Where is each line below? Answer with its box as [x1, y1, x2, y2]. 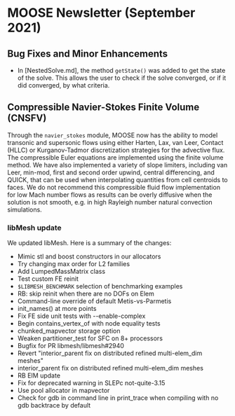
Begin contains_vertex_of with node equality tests [17, 319, 161, 328]
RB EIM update [17, 371, 61, 380]
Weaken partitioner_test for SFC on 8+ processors [17, 334, 163, 342]
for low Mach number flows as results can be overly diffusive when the [7, 190, 213, 199]
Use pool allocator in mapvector [17, 387, 110, 395]
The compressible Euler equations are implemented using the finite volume [7, 153, 224, 162]
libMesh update [7, 223, 62, 233]
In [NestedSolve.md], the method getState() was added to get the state [17, 67, 226, 74]
